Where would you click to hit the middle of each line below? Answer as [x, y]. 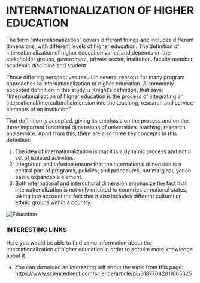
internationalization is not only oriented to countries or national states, [101, 189]
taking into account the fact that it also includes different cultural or [98, 196]
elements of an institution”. [39, 109]
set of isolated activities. [45, 157]
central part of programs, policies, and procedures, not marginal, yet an [103, 170]
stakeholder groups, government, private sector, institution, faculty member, [100, 59]
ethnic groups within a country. [53, 202]
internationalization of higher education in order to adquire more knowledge [100, 249]
